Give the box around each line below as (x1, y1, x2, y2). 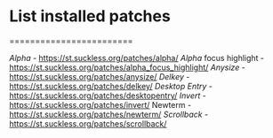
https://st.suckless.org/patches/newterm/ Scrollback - (9, 109, 209, 119)
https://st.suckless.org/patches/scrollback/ (9, 118, 167, 129)
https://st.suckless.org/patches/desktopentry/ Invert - (9, 90, 206, 101)
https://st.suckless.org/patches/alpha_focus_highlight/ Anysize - (9, 62, 246, 73)
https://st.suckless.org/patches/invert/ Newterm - (9, 99, 192, 110)
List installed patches (9, 6, 171, 27)
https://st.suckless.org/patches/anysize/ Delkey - (9, 71, 190, 81)
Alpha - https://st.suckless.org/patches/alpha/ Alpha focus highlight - (9, 52, 265, 63)
